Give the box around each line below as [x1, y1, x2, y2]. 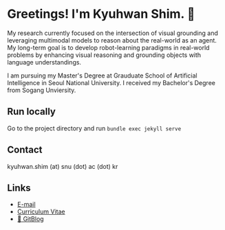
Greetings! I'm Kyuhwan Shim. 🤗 [7, 6, 195, 22]
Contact [7, 144, 43, 156]
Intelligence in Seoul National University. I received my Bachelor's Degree [7, 78, 215, 87]
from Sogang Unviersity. [7, 86, 76, 94]
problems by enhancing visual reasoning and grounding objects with [7, 51, 202, 59]
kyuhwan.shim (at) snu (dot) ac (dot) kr [7, 162, 118, 170]
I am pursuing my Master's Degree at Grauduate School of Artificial [7, 71, 197, 80]
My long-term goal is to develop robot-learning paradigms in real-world [7, 43, 210, 51]
